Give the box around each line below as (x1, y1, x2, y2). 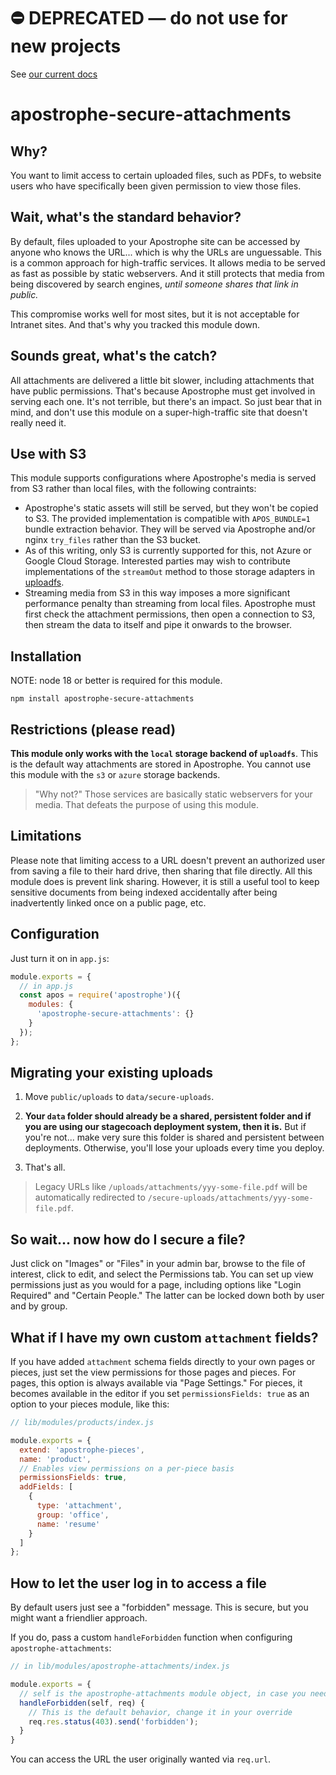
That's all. (24, 1161, 66, 1174)
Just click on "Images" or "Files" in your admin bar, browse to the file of (10, 1258, 306, 1270)
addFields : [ (19, 1482, 74, 1492)
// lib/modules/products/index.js (10, 1418, 155, 1428)
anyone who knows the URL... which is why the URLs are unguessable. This (10, 246, 323, 258)
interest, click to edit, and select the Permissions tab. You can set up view (10, 1268, 314, 1280)
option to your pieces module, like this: (10, 1398, 170, 1410)
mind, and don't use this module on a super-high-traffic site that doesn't (10, 406, 308, 418)
